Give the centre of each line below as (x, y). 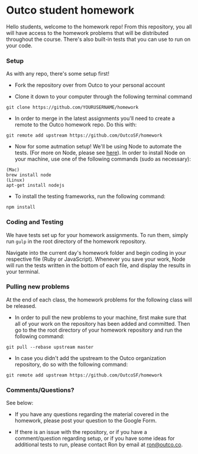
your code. (19, 46)
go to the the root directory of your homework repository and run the (98, 330)
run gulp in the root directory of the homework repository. (76, 241)
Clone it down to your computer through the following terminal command (103, 97)
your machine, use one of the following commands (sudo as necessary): (103, 159)
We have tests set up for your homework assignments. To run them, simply (97, 235)
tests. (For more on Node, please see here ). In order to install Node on (100, 153)
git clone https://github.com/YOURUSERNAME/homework (72, 108)
